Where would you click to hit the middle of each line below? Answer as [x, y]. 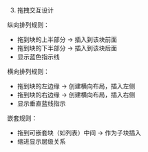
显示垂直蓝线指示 [41, 103]
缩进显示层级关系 [41, 141]
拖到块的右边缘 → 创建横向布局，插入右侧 [76, 95]
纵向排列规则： [28, 25]
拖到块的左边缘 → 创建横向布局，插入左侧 [76, 86]
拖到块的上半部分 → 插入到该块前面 [67, 39]
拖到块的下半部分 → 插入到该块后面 [67, 48]
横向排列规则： [28, 72]
